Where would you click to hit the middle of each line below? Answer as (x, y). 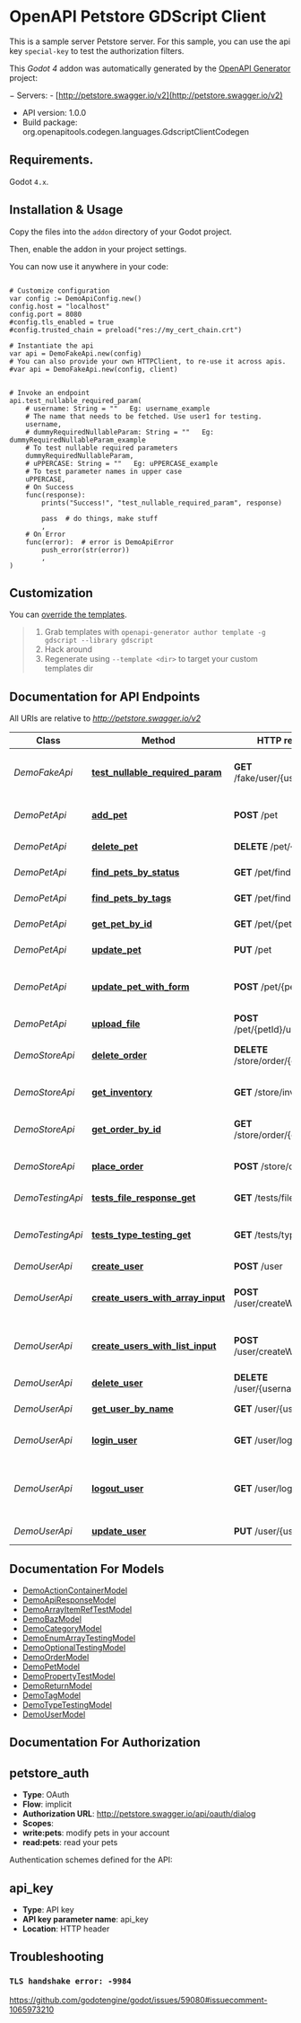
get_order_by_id (126, 1130)
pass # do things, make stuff (100, 518)
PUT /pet (253, 950)
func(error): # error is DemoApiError (100, 542)
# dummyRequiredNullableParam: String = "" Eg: (120, 432)
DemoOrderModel (56, 1657)
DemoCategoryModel (62, 1628)
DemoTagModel (52, 1695)
